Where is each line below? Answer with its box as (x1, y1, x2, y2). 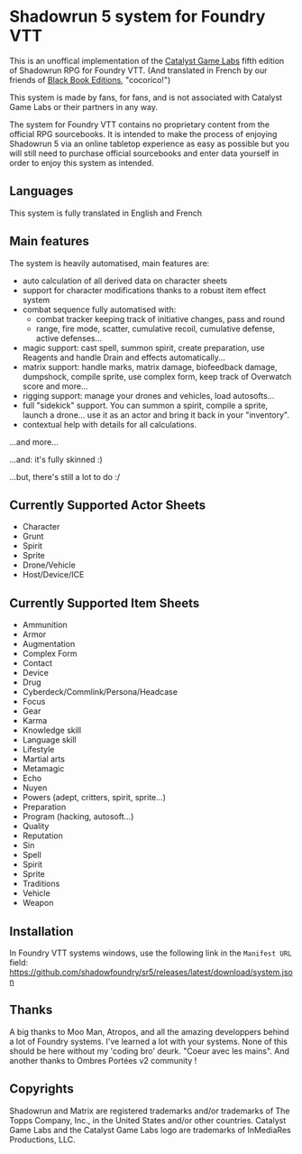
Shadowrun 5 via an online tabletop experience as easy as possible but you (9, 138, 290, 149)
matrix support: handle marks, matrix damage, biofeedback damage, (22, 361, 278, 372)
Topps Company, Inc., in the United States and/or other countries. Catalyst (9, 1114, 287, 1125)
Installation (9, 923, 74, 939)
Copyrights (9, 1081, 74, 1097)
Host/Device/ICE (22, 569, 85, 580)
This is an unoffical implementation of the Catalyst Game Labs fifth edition (9, 55, 285, 66)
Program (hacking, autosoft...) (22, 811, 134, 822)
